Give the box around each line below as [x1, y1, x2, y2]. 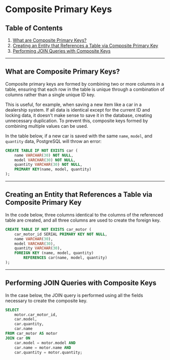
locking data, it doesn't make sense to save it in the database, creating [5, 112, 152, 118]
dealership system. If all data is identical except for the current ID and [5, 106, 150, 113]
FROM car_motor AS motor [5, 331, 58, 336]
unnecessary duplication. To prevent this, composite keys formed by [5, 118, 148, 124]
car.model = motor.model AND [14, 340, 76, 345]
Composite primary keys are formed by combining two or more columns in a [5, 81, 164, 87]
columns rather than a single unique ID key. [5, 91, 96, 97]
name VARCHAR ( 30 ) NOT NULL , [14, 153, 73, 158]
